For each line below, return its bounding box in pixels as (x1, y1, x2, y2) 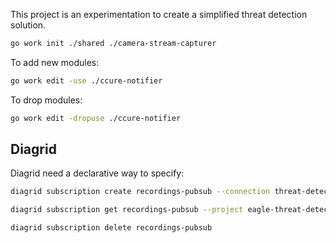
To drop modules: (10, 94, 83, 106)
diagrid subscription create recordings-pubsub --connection (10, 187, 271, 197)
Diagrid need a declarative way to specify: (10, 167, 185, 179)
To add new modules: (10, 56, 100, 68)
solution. (10, 19, 47, 31)
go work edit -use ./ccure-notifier (10, 75, 163, 86)
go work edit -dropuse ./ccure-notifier (10, 113, 182, 123)
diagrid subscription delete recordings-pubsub (10, 223, 213, 233)
